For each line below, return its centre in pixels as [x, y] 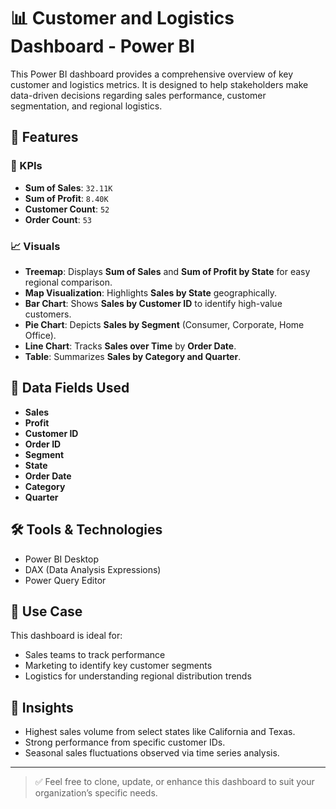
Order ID [43, 444]
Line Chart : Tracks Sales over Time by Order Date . [130, 346]
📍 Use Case [46, 611]
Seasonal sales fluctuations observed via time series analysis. [152, 753]
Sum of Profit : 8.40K [66, 198]
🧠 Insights [42, 707]
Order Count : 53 [58, 219]
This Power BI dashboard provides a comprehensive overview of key [152, 74]
